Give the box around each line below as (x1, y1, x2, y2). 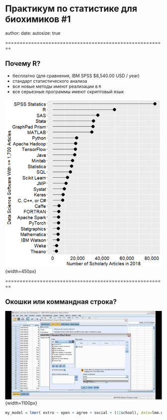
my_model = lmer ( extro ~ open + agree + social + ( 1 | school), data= (5, 410, 153, 415)
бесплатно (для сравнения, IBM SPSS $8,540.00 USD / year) (12, 73, 140, 79)
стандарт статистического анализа (12, 78, 87, 84)
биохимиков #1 (5, 13, 71, 25)
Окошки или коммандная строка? (5, 297, 117, 306)
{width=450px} (5, 268, 36, 274)
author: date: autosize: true (5, 30, 61, 36)
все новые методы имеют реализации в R (12, 83, 101, 89)
